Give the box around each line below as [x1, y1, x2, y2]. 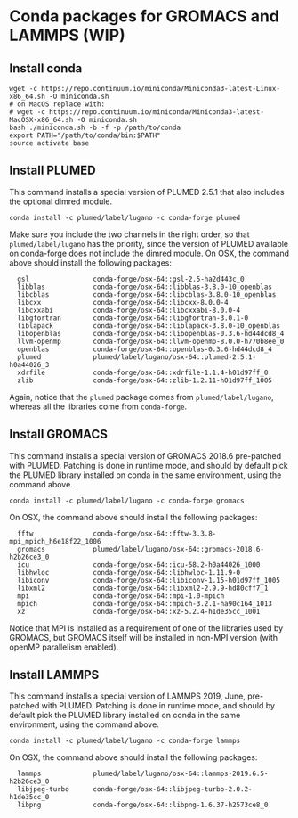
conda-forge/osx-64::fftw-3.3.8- [93, 528, 217, 538]
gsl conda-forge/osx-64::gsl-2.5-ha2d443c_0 [17, 274, 245, 283]
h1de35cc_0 [9, 793, 50, 802]
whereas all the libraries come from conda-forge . [9, 401, 188, 412]
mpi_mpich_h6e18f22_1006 [9, 536, 101, 545]
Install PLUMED [9, 163, 96, 178]
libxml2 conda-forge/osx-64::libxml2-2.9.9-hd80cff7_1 [17, 584, 269, 593]
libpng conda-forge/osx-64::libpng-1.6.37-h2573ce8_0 [17, 800, 269, 810]
